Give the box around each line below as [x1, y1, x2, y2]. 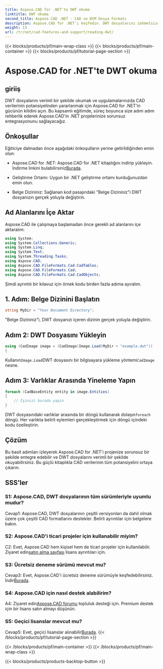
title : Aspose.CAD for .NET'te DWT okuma [5, 7, 90, 12]
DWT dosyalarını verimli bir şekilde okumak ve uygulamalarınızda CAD [5, 98, 146, 103]
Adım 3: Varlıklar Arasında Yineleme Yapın [5, 376, 136, 385]
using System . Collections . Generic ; [5, 241, 77, 245]
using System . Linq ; [5, 245, 45, 250]
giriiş [5, 85, 21, 93]
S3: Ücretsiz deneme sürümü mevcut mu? [5, 561, 106, 568]
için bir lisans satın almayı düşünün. [5, 606, 76, 612]
